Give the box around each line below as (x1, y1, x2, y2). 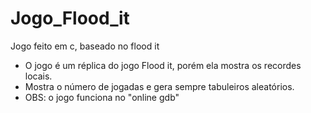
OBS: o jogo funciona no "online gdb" (24, 91, 180, 103)
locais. (24, 70, 53, 82)
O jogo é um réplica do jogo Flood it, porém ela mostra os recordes (24, 59, 302, 71)
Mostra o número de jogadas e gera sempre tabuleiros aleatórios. (24, 80, 295, 92)
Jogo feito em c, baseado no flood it (10, 40, 160, 52)
